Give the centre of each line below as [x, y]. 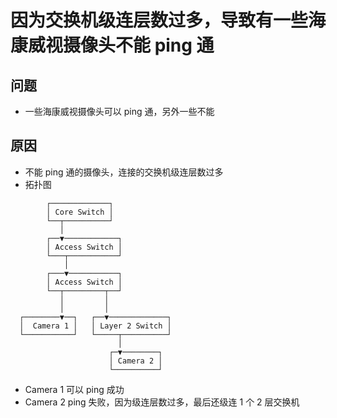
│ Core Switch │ [80, 212]
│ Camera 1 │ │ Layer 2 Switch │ [95, 326]
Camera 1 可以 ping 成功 [74, 389]
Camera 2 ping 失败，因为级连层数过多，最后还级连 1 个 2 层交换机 [162, 402]
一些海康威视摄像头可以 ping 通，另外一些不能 [119, 111]
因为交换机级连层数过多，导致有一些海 [168, 20]
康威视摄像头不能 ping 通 [112, 45]
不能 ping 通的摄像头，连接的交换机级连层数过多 [124, 172]
